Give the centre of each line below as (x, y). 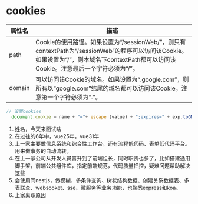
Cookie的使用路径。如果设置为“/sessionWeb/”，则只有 (110, 42)
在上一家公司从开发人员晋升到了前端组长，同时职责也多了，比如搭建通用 (102, 158)
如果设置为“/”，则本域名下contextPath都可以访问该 (105, 59)
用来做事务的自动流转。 (43, 151)
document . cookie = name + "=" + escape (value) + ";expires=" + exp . (97, 117)
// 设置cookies (24, 111)
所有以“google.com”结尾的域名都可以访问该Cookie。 (108, 88)
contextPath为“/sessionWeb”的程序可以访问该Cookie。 (111, 51)
